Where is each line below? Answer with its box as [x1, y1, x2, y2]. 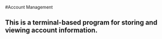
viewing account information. [5, 26, 97, 35]
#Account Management [5, 4, 53, 10]
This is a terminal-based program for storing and [5, 18, 158, 27]
